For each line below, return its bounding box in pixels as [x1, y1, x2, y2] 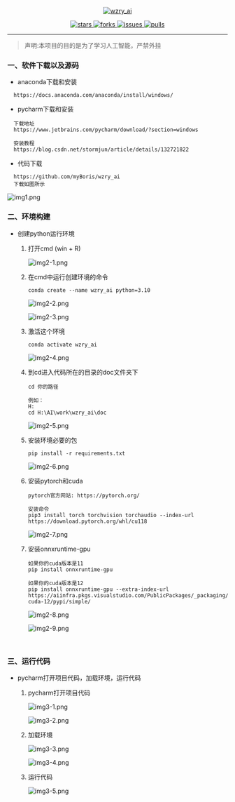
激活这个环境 [27, 327, 65, 335]
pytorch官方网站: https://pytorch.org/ [27, 492, 140, 499]
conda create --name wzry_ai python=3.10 [27, 286, 150, 294]
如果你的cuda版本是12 [27, 580, 84, 587]
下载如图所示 [13, 181, 45, 188]
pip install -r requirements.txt [27, 450, 126, 457]
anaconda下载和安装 [17, 78, 77, 86]
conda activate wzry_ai [27, 341, 98, 348]
